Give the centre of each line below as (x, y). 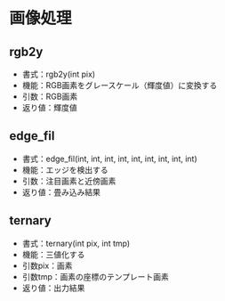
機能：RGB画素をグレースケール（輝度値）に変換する (120, 85)
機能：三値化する (53, 254)
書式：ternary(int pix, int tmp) (76, 243)
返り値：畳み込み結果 (61, 191)
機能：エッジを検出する (65, 169)
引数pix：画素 (47, 265)
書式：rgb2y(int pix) (59, 74)
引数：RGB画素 (50, 96)
